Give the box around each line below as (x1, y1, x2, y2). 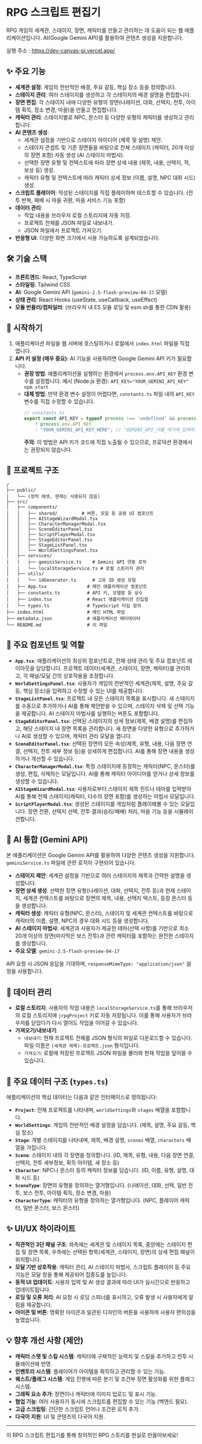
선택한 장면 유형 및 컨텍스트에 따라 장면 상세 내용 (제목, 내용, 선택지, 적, (23, 159, 191, 166)
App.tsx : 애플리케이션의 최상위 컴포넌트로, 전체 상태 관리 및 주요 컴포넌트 (14, 657, 186, 664)
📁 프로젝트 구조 (6, 465, 59, 476)
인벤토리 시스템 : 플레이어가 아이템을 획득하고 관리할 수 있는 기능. (14, 1367, 166, 1375)
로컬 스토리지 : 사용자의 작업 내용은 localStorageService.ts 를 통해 (14, 1004, 173, 1012)
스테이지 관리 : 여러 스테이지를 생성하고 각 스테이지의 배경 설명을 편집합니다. (14, 91, 191, 98)
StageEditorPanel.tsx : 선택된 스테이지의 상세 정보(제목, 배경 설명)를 (14, 717, 177, 724)
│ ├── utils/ (6, 570, 44, 576)
